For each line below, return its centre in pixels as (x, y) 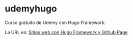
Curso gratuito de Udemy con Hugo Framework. (55, 22)
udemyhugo (31, 9)
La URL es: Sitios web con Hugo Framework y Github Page (66, 32)
